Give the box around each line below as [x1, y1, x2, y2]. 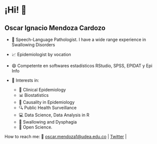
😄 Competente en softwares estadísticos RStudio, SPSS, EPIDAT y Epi [11, 63, 153, 69]
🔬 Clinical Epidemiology [18, 87, 66, 92]
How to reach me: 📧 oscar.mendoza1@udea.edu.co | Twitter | [4, 134, 127, 139]
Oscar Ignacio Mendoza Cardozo [4, 24, 106, 32]
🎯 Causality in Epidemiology [18, 99, 75, 105]
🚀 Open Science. [18, 124, 53, 130]
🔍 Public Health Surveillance [18, 105, 77, 110]
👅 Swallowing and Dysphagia [18, 119, 77, 125]
